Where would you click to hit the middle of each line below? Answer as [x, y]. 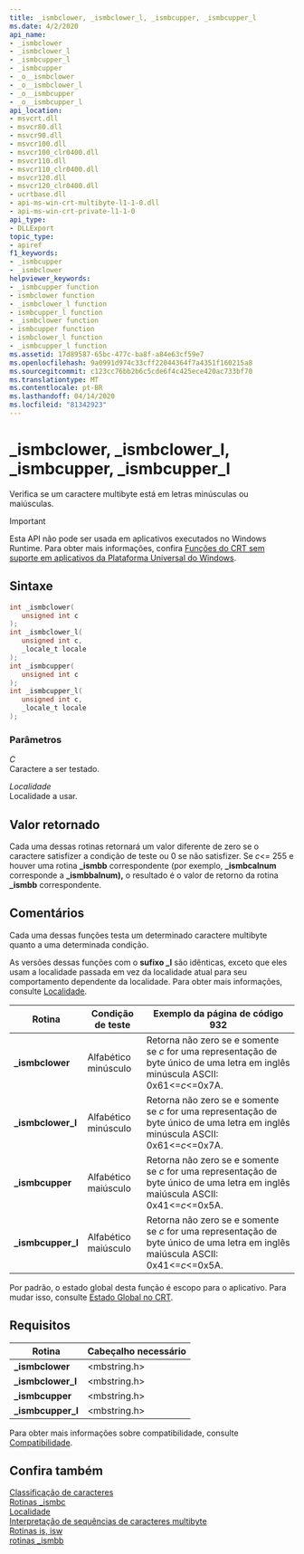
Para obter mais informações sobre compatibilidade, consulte [124, 1433]
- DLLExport [32, 228]
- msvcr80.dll [36, 128]
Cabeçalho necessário [137, 1351]
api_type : [28, 219]
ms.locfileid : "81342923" [58, 405]
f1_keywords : [34, 253]
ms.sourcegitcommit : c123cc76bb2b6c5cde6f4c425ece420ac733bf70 [131, 371]
